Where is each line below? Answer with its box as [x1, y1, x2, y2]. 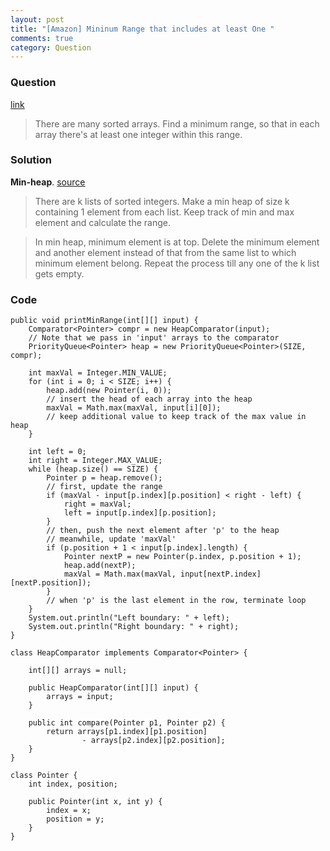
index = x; [46, 806, 92, 816]
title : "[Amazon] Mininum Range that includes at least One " [10, 24, 275, 34]
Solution [10, 153, 53, 167]
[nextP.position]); [10, 578, 92, 588]
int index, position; [28, 779, 118, 790]
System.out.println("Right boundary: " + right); [28, 622, 240, 632]
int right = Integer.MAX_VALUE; [28, 456, 163, 466]
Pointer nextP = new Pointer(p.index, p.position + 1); [63, 552, 302, 562]
